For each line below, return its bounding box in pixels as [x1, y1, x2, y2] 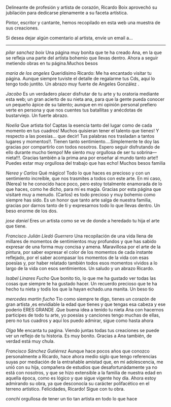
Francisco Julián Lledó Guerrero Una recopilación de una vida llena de [6, 233, 153, 239]
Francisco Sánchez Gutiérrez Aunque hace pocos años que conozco [6, 348, 150, 354]
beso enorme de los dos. [6, 208, 58, 214]
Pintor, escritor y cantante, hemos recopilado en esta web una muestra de [6, 20, 160, 25]
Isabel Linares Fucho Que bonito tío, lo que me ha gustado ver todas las [6, 275, 156, 281]
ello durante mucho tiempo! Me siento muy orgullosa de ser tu [6, 150, 136, 155]
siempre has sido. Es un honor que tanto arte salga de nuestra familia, [6, 197, 152, 203]
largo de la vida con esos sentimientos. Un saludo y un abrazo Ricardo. [6, 266, 154, 271]
